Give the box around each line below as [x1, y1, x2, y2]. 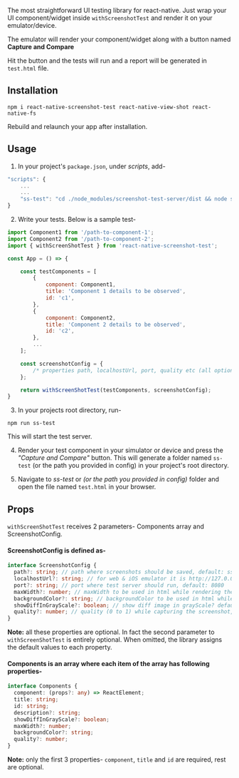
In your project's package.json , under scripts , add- [17, 162, 166, 170]
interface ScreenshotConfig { [7, 562, 97, 569]
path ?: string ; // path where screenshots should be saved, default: [14, 568, 224, 576]
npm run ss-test [7, 420, 55, 427]
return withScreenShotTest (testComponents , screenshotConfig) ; [20, 387, 212, 394]
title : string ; [14, 696, 59, 703]
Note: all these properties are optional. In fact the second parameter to [7, 628, 215, 637]
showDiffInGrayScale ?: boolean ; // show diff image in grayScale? [14, 602, 215, 609]
